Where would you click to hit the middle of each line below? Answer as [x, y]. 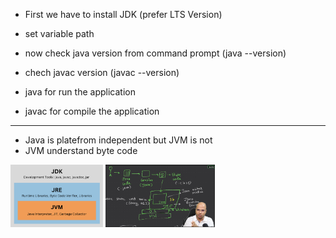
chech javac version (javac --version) [102, 72]
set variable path [59, 33]
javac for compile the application [92, 111]
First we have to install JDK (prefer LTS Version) [123, 14]
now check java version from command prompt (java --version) [155, 53]
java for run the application [80, 92]
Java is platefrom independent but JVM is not [118, 140]
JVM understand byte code [81, 150]
